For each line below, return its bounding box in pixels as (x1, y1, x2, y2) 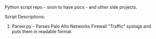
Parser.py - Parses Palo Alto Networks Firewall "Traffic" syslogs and (11, 23, 152, 29)
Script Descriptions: (4, 14, 45, 19)
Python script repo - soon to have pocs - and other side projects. (4, 4, 137, 10)
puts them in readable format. (11, 29, 73, 34)
